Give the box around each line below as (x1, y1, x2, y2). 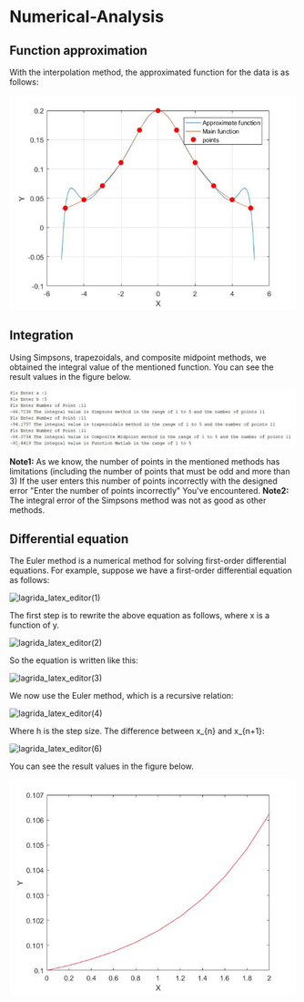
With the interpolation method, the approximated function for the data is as (9, 66, 289, 77)
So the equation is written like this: (9, 655, 139, 666)
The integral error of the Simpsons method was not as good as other (9, 495, 267, 506)
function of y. (9, 619, 60, 630)
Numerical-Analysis (9, 6, 165, 27)
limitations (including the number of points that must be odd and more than (9, 466, 290, 477)
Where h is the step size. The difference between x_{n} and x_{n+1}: (9, 726, 266, 737)
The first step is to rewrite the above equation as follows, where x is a (9, 610, 270, 621)
